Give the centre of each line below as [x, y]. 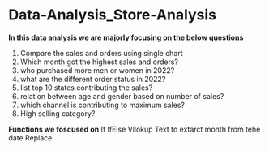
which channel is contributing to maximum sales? [102, 105]
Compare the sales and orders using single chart [102, 53]
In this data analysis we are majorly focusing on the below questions [126, 37]
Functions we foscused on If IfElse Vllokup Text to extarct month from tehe [134, 129]
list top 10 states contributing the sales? [86, 88]
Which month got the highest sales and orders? [99, 62]
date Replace [30, 138]
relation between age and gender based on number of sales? [122, 96]
